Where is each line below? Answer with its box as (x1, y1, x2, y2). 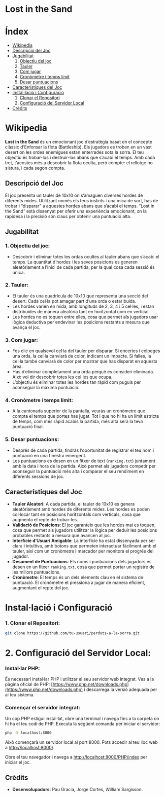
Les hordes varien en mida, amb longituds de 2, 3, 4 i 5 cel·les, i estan (12, 303, 154, 309)
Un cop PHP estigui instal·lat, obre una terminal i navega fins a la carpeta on (5, 715, 159, 721)
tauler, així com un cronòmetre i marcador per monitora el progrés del (12, 548, 154, 554)
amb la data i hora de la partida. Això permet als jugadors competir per (12, 463, 156, 469)
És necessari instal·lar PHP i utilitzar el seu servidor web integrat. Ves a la (5, 676, 154, 682)
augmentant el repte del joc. (12, 584, 70, 590)
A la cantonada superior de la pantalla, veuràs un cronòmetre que (12, 408, 146, 414)
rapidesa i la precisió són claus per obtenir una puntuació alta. (5, 213, 132, 219)
